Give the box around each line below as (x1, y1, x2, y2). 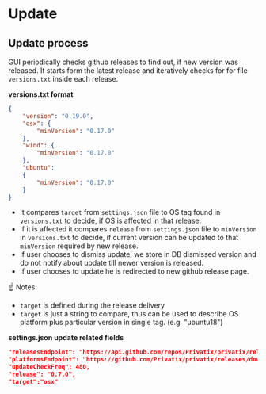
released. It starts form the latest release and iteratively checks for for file (8, 66, 248, 75)
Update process (8, 36, 89, 50)
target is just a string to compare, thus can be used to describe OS (19, 309, 239, 319)
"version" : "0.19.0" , (22, 112, 93, 120)
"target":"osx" (8, 377, 59, 385)
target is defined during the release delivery (19, 300, 165, 310)
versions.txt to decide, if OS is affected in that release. (19, 216, 202, 226)
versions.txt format (8, 90, 74, 99)
